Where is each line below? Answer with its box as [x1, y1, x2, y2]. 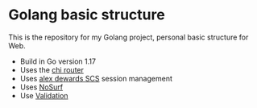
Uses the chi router [19, 64, 85, 74]
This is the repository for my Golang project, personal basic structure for [8, 32, 249, 42]
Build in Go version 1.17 [19, 56, 97, 66]
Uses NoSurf [19, 82, 63, 92]
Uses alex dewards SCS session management [19, 73, 173, 83]
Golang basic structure [8, 6, 165, 24]
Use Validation [19, 90, 68, 100]
